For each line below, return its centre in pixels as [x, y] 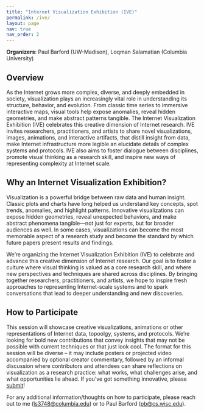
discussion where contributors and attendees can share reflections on [94, 365]
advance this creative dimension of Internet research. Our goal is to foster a [101, 261]
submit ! [16, 385]
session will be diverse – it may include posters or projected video [89, 353]
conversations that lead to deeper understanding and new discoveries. [95, 293]
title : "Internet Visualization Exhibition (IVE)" [72, 12]
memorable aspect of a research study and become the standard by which [100, 236]
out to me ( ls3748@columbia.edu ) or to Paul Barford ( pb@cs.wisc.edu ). [96, 403]
